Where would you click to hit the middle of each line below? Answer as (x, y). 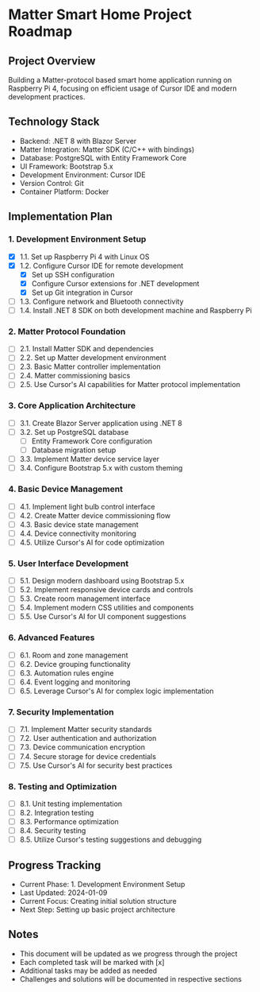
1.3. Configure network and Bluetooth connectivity (101, 301)
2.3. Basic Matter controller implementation (90, 366)
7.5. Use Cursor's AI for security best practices (96, 765)
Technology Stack (54, 122)
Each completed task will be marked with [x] (92, 962)
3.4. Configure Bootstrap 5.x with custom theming (101, 468)
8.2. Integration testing (57, 813)
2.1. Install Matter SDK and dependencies (87, 349)
